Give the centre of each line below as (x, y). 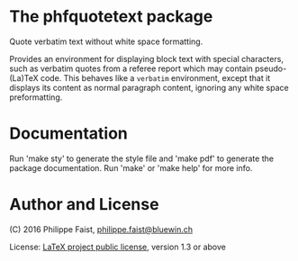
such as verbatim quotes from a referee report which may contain (131, 68)
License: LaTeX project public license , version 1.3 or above (118, 247)
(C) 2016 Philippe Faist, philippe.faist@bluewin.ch (101, 229)
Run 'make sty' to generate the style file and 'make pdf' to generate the (142, 158)
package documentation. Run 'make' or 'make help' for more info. (131, 167)
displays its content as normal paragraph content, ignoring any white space (149, 87)
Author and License (84, 205)
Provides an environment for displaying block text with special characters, (146, 58)
